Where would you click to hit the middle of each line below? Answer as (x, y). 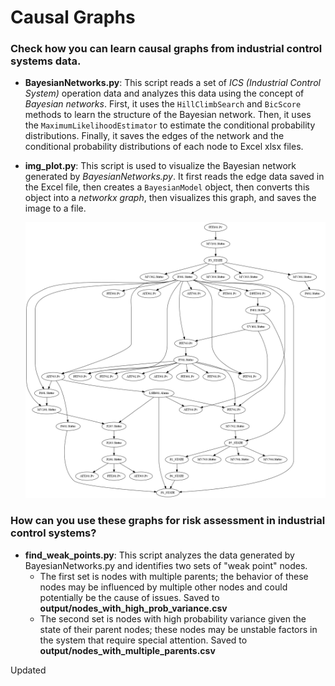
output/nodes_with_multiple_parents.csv (127, 650)
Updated (28, 670)
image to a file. (55, 208)
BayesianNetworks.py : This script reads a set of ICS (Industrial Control (172, 83)
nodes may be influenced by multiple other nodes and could (163, 587)
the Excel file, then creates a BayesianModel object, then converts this (167, 187)
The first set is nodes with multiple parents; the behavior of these (174, 576)
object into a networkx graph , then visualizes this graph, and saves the (170, 198)
